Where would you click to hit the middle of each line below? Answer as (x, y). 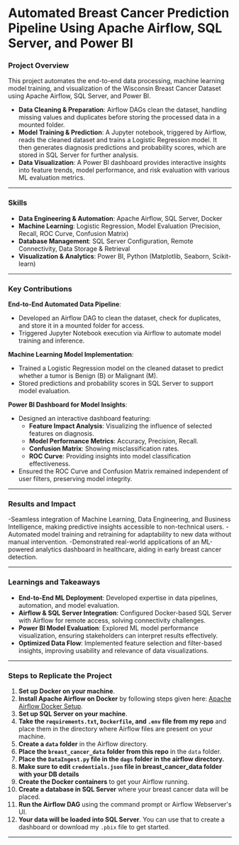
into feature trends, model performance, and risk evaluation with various (124, 170)
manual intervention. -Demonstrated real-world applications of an (104, 542)
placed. (29, 797)
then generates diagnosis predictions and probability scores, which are (122, 148)
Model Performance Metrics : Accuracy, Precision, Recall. (113, 441)
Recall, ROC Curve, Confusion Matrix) (73, 233)
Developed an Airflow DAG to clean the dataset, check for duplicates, (119, 318)
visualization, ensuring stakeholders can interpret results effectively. (118, 635)
